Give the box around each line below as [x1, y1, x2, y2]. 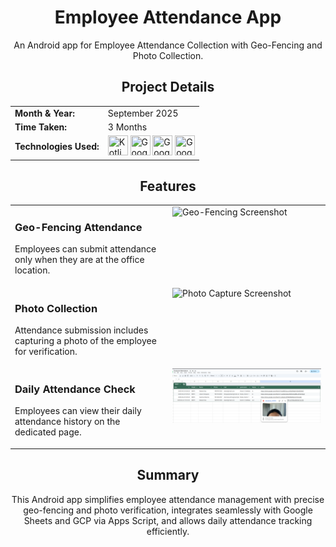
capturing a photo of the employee [14, 334, 157, 346]
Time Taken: [14, 121, 68, 133]
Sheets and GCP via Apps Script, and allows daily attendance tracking [23, 514, 313, 526]
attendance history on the [14, 416, 121, 428]
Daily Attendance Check [14, 382, 136, 396]
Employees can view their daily [14, 405, 142, 417]
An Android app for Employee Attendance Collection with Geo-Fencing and [13, 39, 323, 51]
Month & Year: [14, 107, 75, 119]
